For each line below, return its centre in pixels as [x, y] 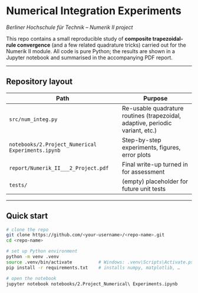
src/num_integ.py [33, 119]
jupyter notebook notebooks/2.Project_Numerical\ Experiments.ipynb [92, 284]
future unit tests [144, 188]
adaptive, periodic [147, 123]
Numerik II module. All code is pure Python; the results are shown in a [91, 51]
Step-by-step [141, 140]
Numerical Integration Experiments [94, 11]
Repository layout [39, 82]
